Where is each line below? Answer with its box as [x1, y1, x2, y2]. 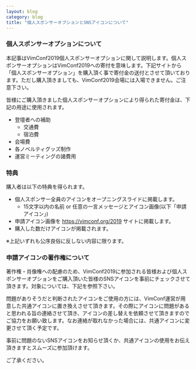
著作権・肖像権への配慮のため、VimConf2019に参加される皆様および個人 [6, 268, 183, 275]
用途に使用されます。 [16, 103, 67, 110]
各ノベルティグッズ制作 [14, 145, 71, 153]
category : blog [6, 14, 43, 20]
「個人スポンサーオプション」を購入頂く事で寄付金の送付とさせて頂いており [6, 69, 191, 76]
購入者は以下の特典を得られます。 [6, 183, 88, 190]
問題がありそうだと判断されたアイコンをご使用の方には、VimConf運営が [6, 295, 181, 302]
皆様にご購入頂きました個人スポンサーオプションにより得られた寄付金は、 [6, 96, 185, 103]
